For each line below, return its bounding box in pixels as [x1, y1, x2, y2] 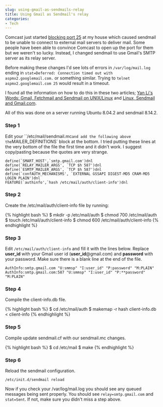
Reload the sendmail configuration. [5, 368, 76, 374]
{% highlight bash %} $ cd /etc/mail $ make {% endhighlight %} [5, 344, 134, 350]
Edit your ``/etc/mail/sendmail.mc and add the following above [5, 133, 131, 139]
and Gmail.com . [5, 100, 37, 106]
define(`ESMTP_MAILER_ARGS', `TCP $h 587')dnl [5, 167, 102, 172]
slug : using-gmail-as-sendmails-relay [5, 7, 84, 12]
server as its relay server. [5, 55, 56, 61]
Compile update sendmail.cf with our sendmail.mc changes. [5, 335, 126, 341]
